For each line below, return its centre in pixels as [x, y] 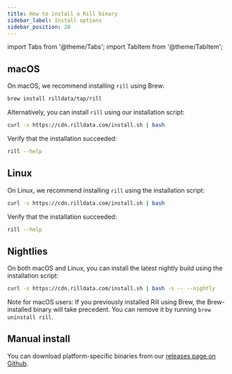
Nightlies [27, 251]
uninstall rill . [31, 317]
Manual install [39, 339]
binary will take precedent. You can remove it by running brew [122, 309]
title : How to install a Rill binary [63, 14]
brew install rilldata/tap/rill [54, 99]
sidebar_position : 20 [39, 27]
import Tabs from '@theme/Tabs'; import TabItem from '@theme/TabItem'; [115, 47]
